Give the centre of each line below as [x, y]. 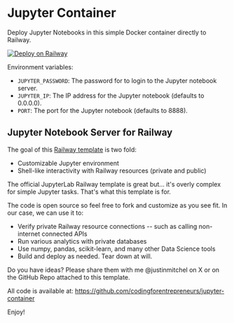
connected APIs [64, 234]
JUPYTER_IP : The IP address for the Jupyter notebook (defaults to [111, 95]
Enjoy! [16, 312]
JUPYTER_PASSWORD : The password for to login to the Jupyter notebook [117, 80]
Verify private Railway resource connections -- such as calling [107, 226]
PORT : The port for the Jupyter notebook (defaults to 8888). [102, 110]
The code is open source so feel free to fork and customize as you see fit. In [117, 205]
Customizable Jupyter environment [68, 163]
